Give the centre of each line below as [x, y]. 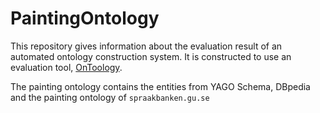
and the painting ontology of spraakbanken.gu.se [110, 97]
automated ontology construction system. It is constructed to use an [151, 56]
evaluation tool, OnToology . [66, 67]
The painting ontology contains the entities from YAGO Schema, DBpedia [160, 86]
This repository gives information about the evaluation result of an [146, 46]
